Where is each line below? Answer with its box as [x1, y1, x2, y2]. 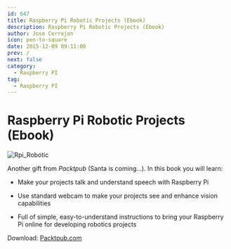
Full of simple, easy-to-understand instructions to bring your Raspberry [17, 212, 224, 222]
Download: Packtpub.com [7, 234, 82, 243]
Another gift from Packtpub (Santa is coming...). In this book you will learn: [7, 165, 223, 173]
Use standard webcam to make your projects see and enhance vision [17, 191, 218, 200]
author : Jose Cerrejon [7, 30, 74, 37]
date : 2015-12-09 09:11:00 [7, 43, 86, 50]
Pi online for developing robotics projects [17, 220, 137, 229]
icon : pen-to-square [7, 37, 68, 44]
